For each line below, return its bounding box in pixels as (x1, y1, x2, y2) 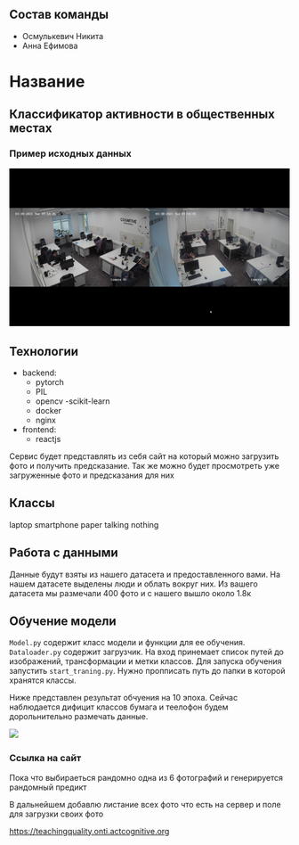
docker (35, 406, 62, 415)
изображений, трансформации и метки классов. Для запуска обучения (9, 656, 282, 667)
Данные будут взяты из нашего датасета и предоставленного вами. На (9, 569, 281, 579)
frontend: (21, 424, 57, 435)
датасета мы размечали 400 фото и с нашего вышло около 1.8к (9, 587, 252, 598)
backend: (21, 367, 57, 378)
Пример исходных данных (9, 147, 132, 160)
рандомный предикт (9, 782, 87, 792)
